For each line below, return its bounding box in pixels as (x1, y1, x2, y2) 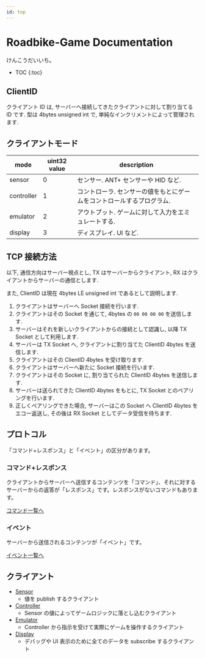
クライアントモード (6, 138, 79, 149)
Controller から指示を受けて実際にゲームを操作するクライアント (24, 624, 184, 631)
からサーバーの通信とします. (27, 277, 99, 283)
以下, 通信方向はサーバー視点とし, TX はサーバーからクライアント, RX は (6, 269, 188, 276)
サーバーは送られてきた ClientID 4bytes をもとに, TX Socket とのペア (15, 387, 189, 394)
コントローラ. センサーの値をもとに (77, 187, 178, 196)
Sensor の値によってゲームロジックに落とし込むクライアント (24, 610, 177, 617)
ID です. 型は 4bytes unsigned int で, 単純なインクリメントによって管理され (6, 111, 195, 118)
